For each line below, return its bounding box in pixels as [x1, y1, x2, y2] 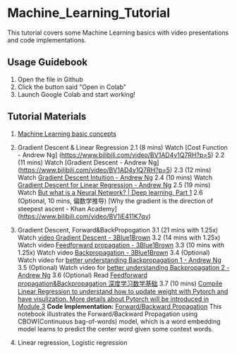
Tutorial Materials [7, 111, 87, 123]
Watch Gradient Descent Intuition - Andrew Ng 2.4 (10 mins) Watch [17, 173, 213, 182]
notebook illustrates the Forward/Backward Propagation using [17, 309, 198, 318]
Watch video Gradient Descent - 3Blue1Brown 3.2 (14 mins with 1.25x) [17, 233, 221, 242]
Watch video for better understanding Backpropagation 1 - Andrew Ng [17, 256, 222, 264]
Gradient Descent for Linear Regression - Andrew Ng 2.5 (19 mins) [17, 180, 211, 189]
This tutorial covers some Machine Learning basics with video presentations [7, 28, 229, 37]
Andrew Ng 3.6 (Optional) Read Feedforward [17, 271, 148, 279]
